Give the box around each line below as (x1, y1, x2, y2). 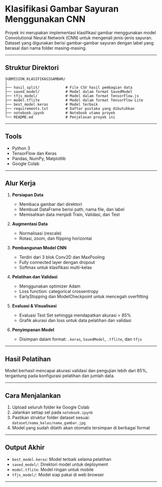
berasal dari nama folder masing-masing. (5, 45, 87, 51)
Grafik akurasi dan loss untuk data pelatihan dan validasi (19, 318, 132, 323)
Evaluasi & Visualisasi (12, 303, 57, 309)
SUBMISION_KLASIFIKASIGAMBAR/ (5, 76, 66, 81)
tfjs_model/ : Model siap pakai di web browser (12, 472, 105, 477)
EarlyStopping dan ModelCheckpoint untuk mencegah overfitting (19, 294, 148, 300)
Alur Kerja (5, 179, 36, 187)
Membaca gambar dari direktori (19, 201, 82, 207)
